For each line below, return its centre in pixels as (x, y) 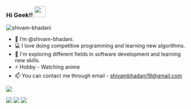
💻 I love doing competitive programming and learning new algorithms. (100, 46)
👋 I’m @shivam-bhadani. (44, 39)
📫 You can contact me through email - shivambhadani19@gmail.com (98, 76)
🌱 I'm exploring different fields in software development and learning (98, 54)
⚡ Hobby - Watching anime (47, 67)
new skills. (27, 60)
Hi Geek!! (20, 15)
